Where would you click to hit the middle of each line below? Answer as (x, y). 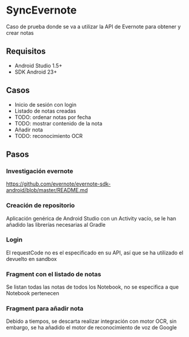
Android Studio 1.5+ (38, 65)
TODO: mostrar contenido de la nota (58, 123)
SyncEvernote (41, 10)
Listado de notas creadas (45, 111)
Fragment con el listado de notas (54, 274)
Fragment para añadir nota (45, 309)
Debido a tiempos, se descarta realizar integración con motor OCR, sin (92, 321)
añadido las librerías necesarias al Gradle (56, 224)
